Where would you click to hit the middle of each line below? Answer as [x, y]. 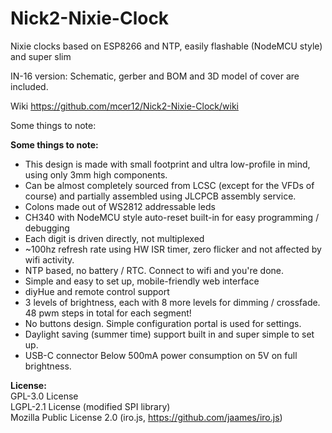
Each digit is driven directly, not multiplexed [114, 238]
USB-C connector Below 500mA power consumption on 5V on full [161, 355]
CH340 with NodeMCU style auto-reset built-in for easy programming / [172, 217]
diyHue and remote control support [97, 291]
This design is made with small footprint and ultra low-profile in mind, [167, 164]
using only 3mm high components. [96, 174]
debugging [47, 228]
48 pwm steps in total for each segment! [108, 313]
